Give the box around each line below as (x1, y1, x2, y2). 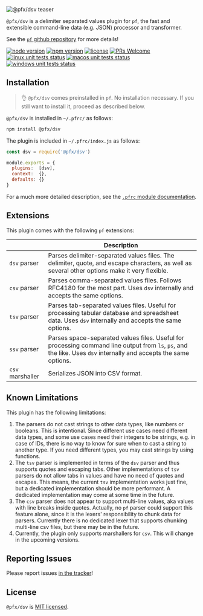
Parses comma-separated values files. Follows (48, 276, 182, 284)
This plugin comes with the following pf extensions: (6, 227, 135, 234)
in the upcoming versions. (14, 536, 80, 543)
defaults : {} (11, 177, 45, 183)
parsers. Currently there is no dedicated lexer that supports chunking (14, 517, 187, 524)
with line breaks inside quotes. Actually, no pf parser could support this (14, 504, 193, 511)
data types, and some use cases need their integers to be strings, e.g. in (14, 433, 196, 441)
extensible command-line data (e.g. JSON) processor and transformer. (6, 24, 182, 31)
